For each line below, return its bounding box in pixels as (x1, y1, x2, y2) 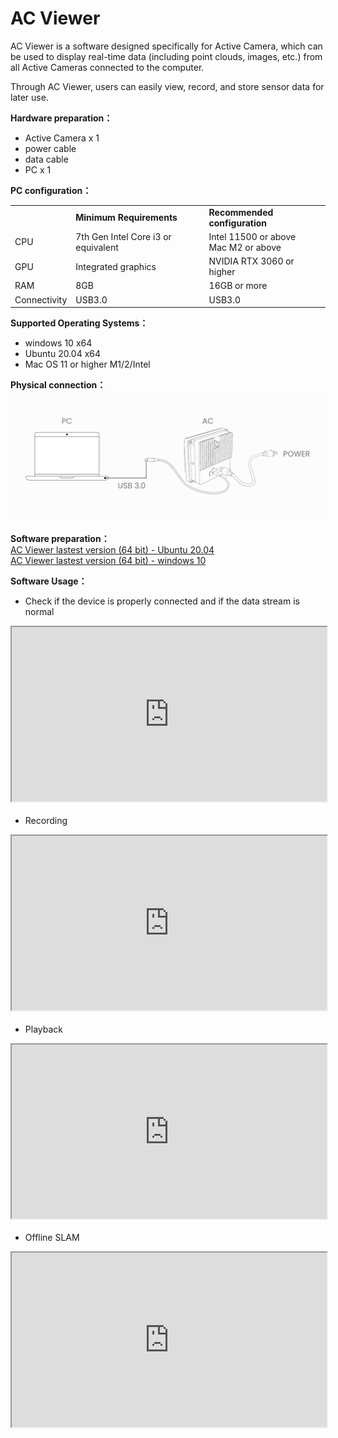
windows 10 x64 (24, 337, 93, 349)
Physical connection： (10, 379, 107, 391)
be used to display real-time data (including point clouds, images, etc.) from (10, 50, 323, 62)
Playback (24, 1023, 63, 1035)
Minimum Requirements (75, 212, 178, 224)
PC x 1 (24, 163, 52, 176)
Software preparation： (10, 532, 110, 544)
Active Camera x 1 (24, 132, 100, 144)
